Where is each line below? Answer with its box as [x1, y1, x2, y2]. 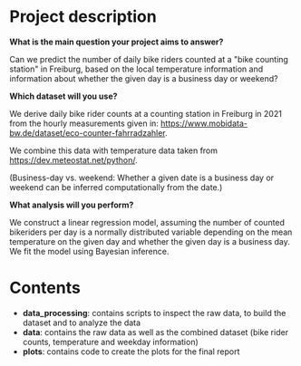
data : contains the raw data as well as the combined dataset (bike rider [22, 326, 288, 337]
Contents [9, 278, 82, 298]
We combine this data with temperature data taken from [9, 145, 218, 156]
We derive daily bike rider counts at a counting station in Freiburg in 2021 [9, 108, 283, 119]
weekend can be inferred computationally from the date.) [9, 181, 223, 192]
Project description [9, 6, 157, 27]
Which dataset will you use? [9, 91, 118, 101]
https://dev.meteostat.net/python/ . [9, 154, 138, 165]
